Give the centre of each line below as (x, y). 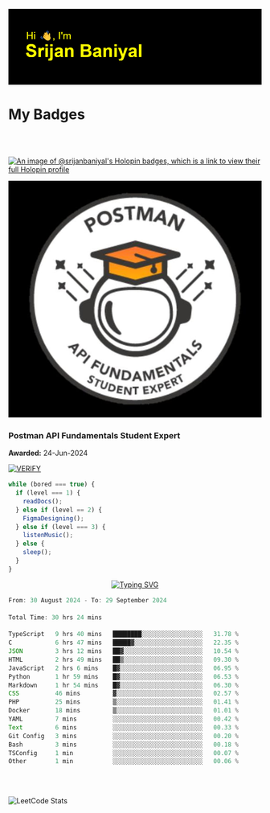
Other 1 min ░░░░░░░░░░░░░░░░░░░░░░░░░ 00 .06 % (124, 762)
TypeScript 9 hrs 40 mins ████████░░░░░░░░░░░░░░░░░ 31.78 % (124, 634)
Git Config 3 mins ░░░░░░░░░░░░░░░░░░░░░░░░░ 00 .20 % (124, 736)
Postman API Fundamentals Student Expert (94, 435)
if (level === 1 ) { (48, 493)
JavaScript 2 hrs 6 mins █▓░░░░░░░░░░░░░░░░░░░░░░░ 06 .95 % (124, 668)
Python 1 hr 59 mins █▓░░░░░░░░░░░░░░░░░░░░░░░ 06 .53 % (124, 676)
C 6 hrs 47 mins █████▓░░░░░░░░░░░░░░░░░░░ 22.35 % (124, 643)
